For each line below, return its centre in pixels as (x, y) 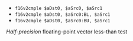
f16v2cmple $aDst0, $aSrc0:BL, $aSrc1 (62, 15)
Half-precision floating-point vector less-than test (67, 32)
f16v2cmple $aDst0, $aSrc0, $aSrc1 (59, 8)
